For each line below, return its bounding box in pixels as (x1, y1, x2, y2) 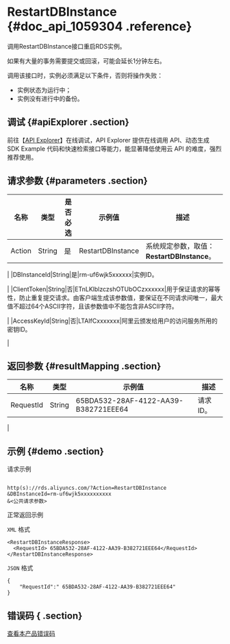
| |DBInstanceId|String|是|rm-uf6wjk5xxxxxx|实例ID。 (7, 270, 158, 278)
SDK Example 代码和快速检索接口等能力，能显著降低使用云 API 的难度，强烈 (7, 145, 222, 153)
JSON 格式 (7, 564, 34, 572)
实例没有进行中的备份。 (16, 94, 84, 103)
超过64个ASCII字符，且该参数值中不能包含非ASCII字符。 (18, 302, 178, 310)
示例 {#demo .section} (7, 445, 105, 457)
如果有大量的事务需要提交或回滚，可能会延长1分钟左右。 (7, 56, 166, 65)
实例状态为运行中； (16, 86, 72, 94)
